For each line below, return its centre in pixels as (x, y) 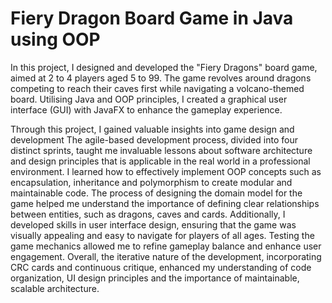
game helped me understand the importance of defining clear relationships (165, 203)
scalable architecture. (55, 288)
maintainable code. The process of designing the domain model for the (156, 193)
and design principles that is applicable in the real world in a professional (160, 161)
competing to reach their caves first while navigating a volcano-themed (157, 88)
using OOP (55, 39)
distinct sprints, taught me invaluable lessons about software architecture (161, 150)
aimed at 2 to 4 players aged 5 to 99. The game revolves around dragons (161, 78)
